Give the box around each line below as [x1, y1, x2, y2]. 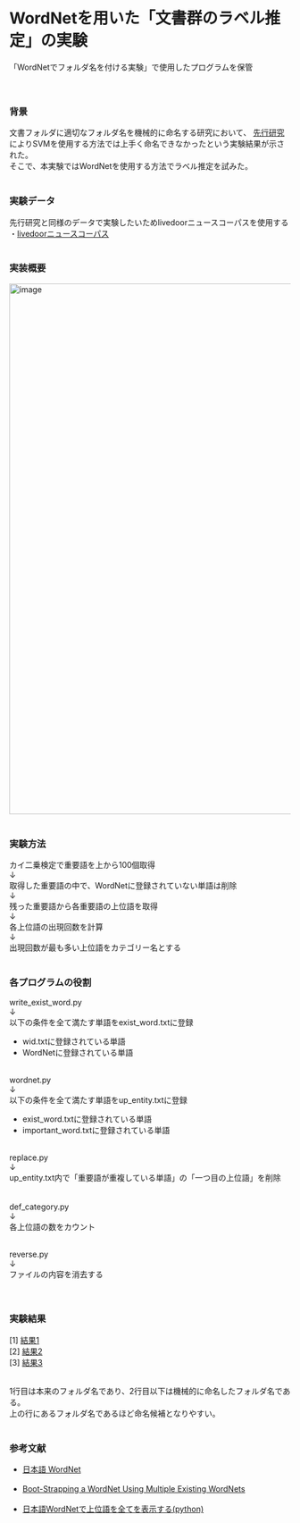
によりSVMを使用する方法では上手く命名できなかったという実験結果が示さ [9, 139, 286, 149]
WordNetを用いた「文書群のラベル [9, 8, 265, 29]
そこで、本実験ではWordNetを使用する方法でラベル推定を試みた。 [9, 161, 253, 172]
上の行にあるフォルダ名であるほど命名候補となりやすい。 [9, 1408, 221, 1418]
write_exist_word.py [9, 997, 82, 1008]
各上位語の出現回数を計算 [9, 921, 104, 932]
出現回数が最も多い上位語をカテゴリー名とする [9, 942, 181, 953]
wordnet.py [9, 1074, 52, 1086]
